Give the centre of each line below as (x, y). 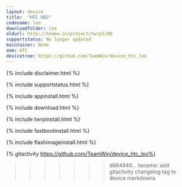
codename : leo (24, 23)
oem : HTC (17, 51)
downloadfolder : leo (32, 28)
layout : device (25, 12)
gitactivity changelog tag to (143, 172)
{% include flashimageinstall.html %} (51, 142)
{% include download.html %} (43, 107)
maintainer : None (28, 45)
